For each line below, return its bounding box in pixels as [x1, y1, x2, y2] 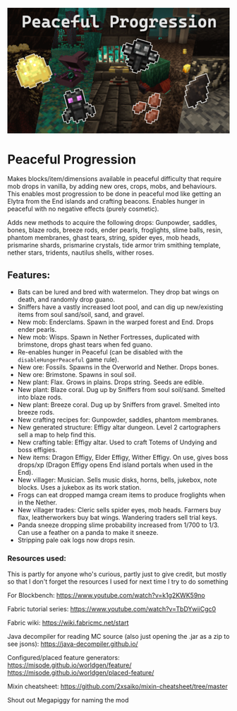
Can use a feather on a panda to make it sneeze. [17, 528, 159, 537]
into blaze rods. [17, 393, 63, 402]
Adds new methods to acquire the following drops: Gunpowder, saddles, [7, 219, 217, 227]
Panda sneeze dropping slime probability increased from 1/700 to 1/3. [17, 521, 220, 529]
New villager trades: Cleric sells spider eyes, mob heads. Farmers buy [17, 506, 221, 514]
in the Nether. [17, 498, 58, 507]
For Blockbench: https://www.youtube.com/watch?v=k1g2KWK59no [7, 591, 206, 599]
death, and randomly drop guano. [17, 295, 115, 304]
